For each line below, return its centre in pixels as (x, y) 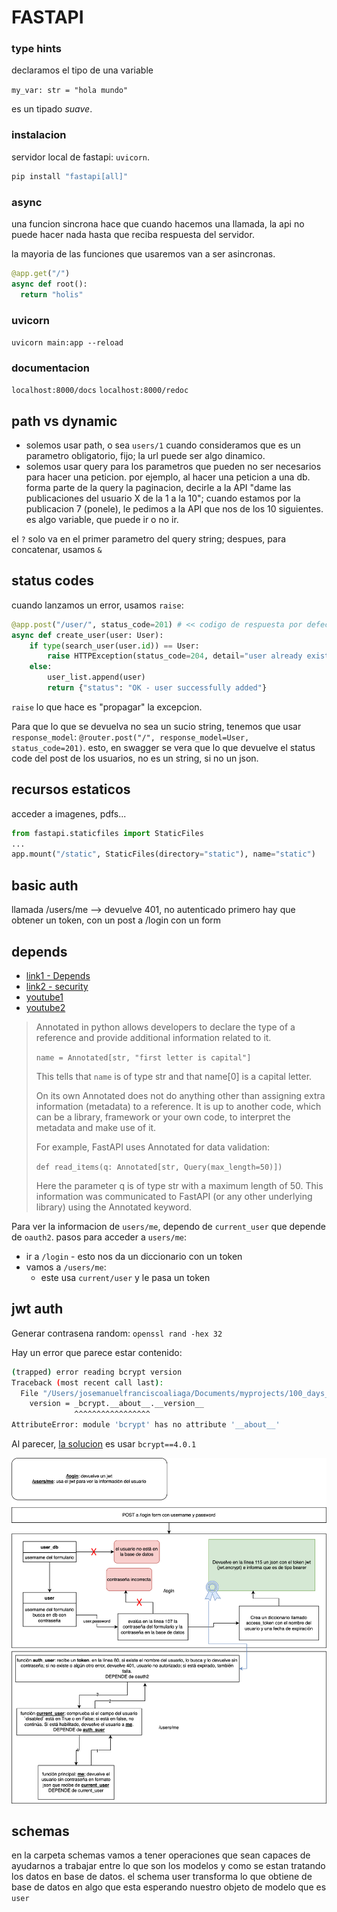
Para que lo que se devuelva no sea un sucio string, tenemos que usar (156, 726)
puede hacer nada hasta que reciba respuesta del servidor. (133, 234)
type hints (36, 49)
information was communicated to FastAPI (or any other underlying (174, 1196)
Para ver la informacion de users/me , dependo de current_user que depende (168, 1226)
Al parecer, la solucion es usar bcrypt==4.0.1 (104, 1444)
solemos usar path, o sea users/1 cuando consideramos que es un (163, 445)
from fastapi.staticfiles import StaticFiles (107, 833)
